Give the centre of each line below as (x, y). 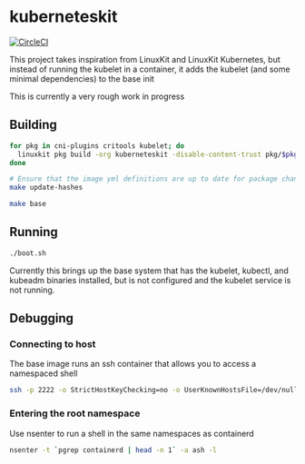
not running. (32, 290)
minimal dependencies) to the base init (82, 78)
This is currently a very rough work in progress (97, 96)
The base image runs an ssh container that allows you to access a (133, 364)
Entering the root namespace (75, 413)
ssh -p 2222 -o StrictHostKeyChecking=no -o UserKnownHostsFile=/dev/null (154, 390)
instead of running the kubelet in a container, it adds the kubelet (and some (150, 69)
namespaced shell (44, 373)
